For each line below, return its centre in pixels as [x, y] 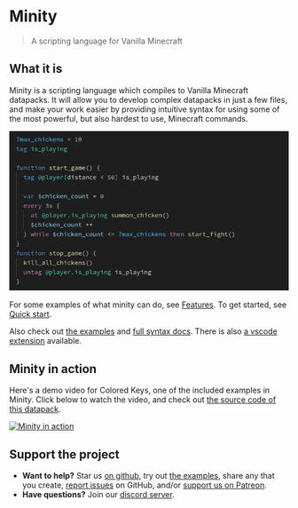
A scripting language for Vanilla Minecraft [107, 41]
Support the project [64, 454]
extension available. [46, 341]
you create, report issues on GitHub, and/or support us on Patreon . [145, 485]
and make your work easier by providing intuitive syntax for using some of [145, 109]
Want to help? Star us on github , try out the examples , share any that [148, 476]
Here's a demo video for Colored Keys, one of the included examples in [140, 390]
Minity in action [53, 369]
